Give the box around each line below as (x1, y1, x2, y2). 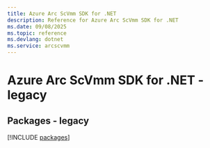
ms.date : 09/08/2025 (7, 23, 67, 30)
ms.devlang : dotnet (7, 36, 64, 43)
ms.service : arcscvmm (7, 42, 70, 49)
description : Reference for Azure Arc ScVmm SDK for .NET (7, 17, 179, 24)
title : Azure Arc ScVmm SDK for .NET (7, 10, 117, 17)
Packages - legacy (7, 115, 89, 126)
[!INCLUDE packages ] (7, 133, 70, 141)
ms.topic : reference (7, 29, 67, 37)
